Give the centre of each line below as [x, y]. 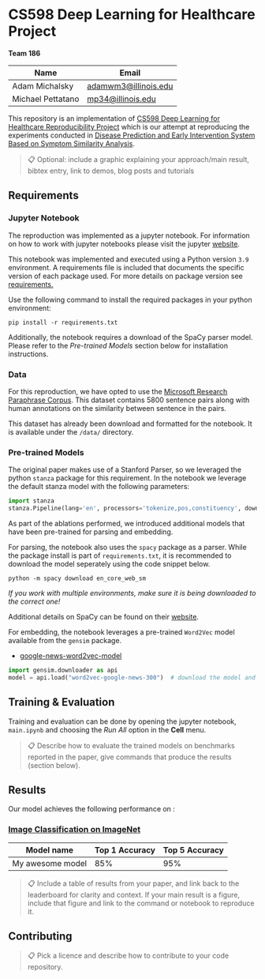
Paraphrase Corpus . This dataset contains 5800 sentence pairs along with [129, 400]
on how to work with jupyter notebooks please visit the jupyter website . [124, 243]
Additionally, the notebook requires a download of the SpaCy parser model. [131, 337]
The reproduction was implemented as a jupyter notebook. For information [129, 235]
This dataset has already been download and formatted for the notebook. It [130, 424]
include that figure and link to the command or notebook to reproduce [141, 903]
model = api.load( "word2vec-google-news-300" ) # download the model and [132, 677]
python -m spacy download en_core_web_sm [77, 578]
